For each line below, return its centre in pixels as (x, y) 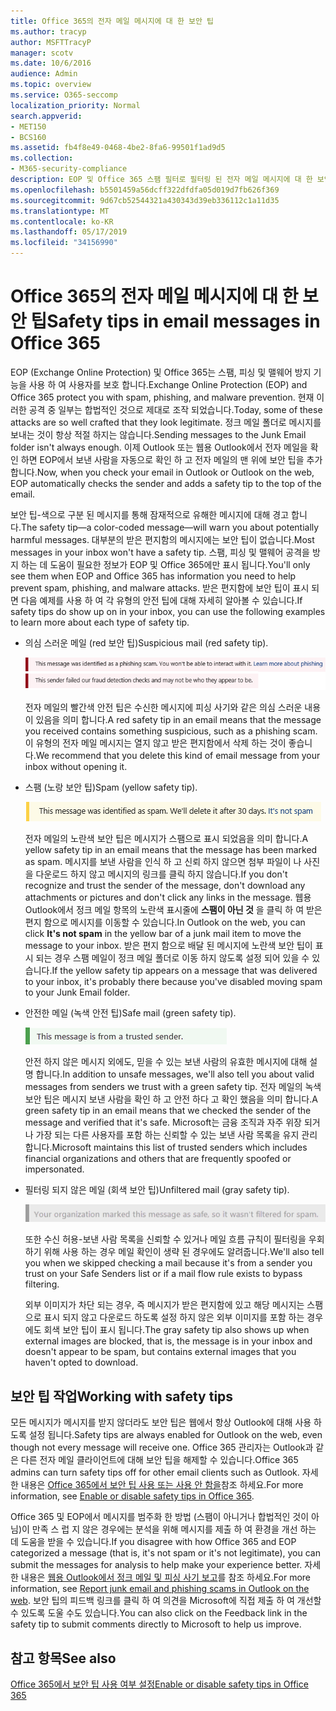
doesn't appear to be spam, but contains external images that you (160, 1352)
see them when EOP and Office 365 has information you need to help (153, 576)
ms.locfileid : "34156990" (64, 243)
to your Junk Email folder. (77, 992)
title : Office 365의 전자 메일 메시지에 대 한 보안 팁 (112, 21)
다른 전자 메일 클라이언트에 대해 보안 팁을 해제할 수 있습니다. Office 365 (159, 1460)
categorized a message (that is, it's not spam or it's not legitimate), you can (165, 1553)
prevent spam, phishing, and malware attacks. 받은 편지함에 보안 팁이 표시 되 (165, 587)
